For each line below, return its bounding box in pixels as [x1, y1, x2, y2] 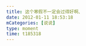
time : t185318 [6, 31, 42, 37]
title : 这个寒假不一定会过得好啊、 [6, 8, 83, 15]
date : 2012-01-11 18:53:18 [6, 14, 73, 20]
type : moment [6, 25, 39, 32]
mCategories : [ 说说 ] [6, 20, 56, 26]
